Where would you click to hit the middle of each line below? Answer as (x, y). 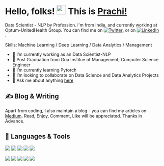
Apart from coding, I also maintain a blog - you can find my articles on (76, 111)
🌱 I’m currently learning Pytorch (44, 70)
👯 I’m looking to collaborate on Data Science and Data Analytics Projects (85, 75)
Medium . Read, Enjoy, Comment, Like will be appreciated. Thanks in (74, 116)
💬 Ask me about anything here (43, 80)
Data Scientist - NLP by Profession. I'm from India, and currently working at (81, 25)
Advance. (15, 121)
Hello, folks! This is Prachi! (66, 12)
